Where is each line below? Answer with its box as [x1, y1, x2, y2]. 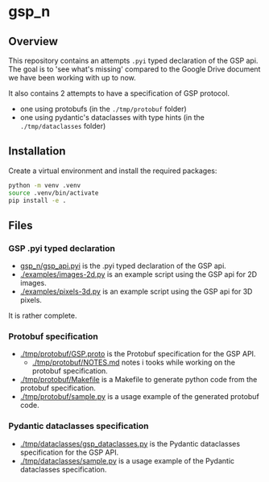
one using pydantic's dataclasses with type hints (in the [19, 113, 205, 122]
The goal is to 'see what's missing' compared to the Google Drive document [8, 64, 261, 74]
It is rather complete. [8, 311, 77, 320]
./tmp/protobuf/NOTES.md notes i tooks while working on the [31, 357, 236, 368]
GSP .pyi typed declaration [8, 242, 115, 253]
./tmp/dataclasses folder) [19, 122, 106, 130]
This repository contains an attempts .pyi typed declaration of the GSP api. [8, 56, 259, 65]
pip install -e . [8, 196, 67, 204]
